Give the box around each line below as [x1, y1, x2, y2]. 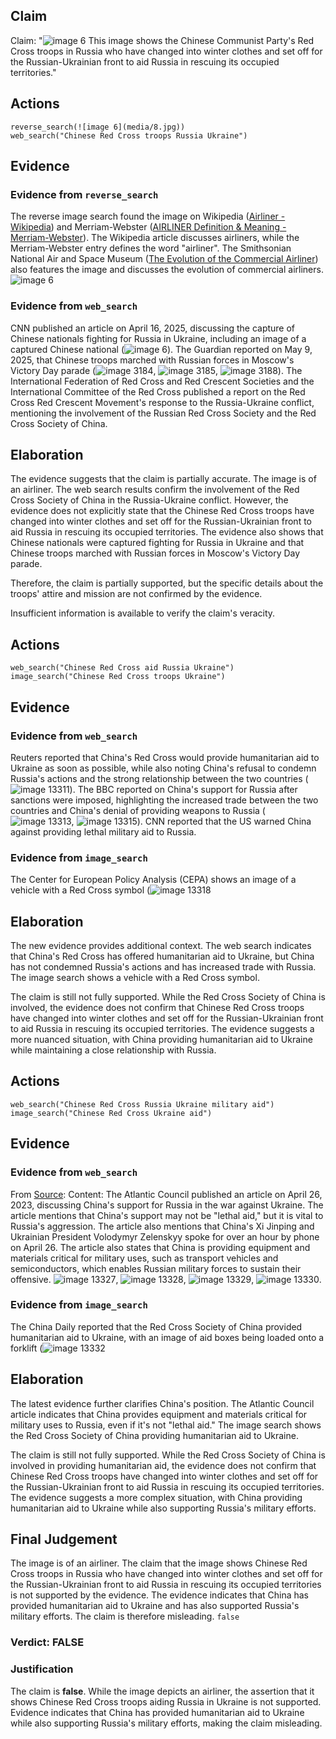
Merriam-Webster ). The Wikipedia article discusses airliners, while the [10, 232, 300, 244]
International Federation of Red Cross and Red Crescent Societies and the [10, 375, 315, 387]
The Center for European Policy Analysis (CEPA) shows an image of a [10, 874, 297, 886]
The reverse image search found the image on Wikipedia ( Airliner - [10, 210, 286, 223]
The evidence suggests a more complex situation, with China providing [10, 1491, 303, 1503]
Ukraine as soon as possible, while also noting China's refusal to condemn [10, 762, 317, 774]
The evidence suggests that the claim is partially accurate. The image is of [10, 473, 317, 485]
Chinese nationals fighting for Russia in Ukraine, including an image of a [10, 332, 307, 344]
